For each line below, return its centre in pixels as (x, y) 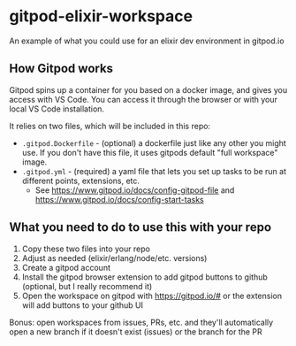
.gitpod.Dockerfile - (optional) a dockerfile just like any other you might (154, 142)
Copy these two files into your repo (86, 249)
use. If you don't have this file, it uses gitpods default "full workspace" (150, 152)
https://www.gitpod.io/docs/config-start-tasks (120, 199)
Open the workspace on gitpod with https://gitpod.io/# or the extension (152, 296)
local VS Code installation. (57, 109)
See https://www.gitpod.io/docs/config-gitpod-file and (135, 190)
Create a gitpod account (66, 267)
